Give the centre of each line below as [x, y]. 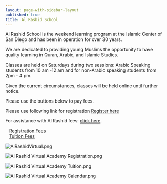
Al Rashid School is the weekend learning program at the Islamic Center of [84, 34]
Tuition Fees [22, 136]
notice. [13, 91]
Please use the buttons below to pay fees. [49, 101]
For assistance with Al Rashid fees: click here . [54, 121]
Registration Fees [28, 131]
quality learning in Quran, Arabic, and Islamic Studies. [62, 55]
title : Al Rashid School [32, 19]
